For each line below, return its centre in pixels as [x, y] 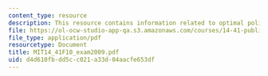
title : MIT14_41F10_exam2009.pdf [64, 52]
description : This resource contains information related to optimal [126, 23]
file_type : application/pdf [55, 38]
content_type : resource [48, 15]
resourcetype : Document [48, 45]
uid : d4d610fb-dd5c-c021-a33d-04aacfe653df [82, 60]
